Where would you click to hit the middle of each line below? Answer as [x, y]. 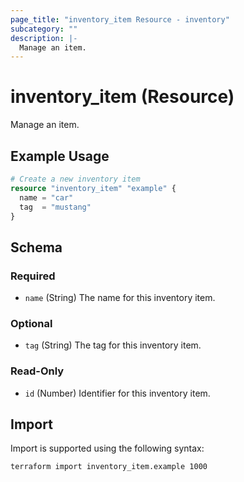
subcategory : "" [44, 29]
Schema [36, 247]
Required [33, 276]
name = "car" [46, 197]
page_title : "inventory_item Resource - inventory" [120, 19]
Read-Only [37, 371]
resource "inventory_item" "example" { [93, 188]
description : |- [44, 38]
